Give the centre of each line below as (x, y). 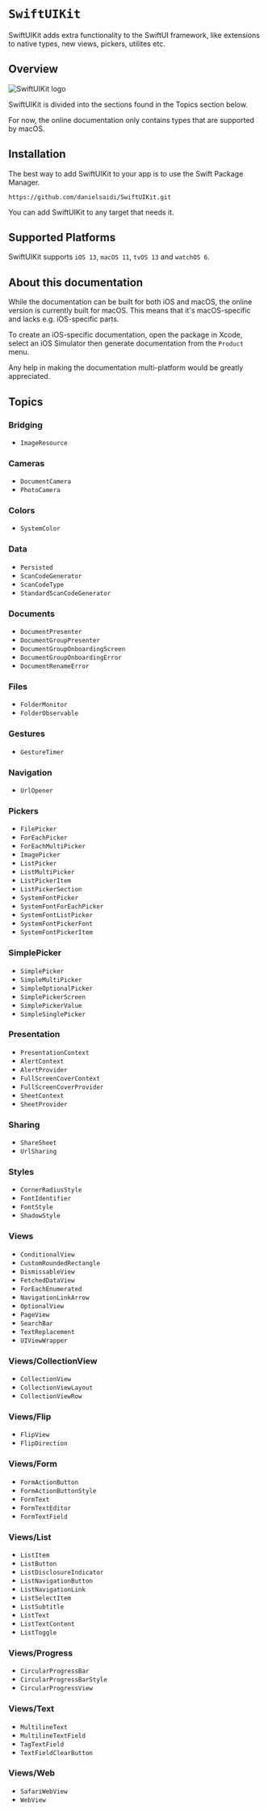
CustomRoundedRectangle (60, 1263)
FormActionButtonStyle (58, 1491)
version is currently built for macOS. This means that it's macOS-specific (130, 311)
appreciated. (29, 376)
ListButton (38, 1564)
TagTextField (42, 1744)
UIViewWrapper (44, 1341)
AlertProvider (44, 1070)
